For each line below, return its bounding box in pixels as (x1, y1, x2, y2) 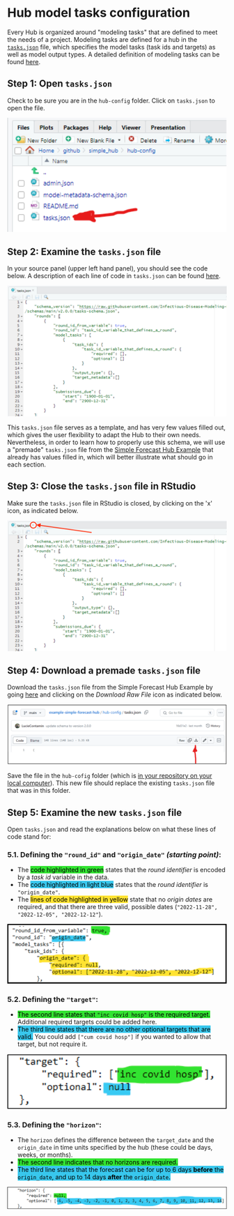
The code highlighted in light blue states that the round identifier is (17, 881, 209, 889)
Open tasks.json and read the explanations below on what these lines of (7, 825, 216, 833)
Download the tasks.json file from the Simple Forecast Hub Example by (7, 683, 214, 692)
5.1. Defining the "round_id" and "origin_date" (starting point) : (7, 849, 221, 859)
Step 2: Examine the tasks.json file (7, 245, 162, 257)
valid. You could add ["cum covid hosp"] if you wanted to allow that (17, 1033, 211, 1041)
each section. (7, 460, 47, 469)
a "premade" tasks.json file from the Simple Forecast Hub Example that (7, 446, 214, 454)
